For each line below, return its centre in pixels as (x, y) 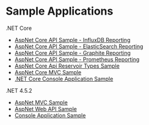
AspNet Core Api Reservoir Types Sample (67, 66)
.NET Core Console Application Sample (64, 79)
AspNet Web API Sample (45, 109)
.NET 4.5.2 (19, 90)
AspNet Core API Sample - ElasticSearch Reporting (79, 46)
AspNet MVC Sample (41, 102)
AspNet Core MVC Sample (48, 72)
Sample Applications (60, 11)
